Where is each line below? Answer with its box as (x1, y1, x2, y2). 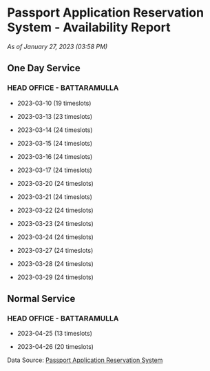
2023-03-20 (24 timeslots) (17, 179, 94, 187)
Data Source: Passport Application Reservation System (7, 356, 163, 364)
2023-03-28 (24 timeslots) (17, 259, 94, 267)
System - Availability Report (7, 19, 171, 35)
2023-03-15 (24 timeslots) (17, 139, 93, 147)
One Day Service (7, 62, 81, 74)
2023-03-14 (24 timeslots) (17, 126, 93, 134)
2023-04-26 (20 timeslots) (17, 343, 94, 351)
